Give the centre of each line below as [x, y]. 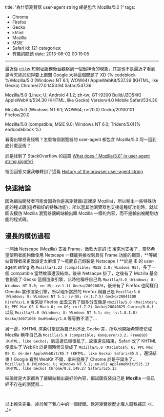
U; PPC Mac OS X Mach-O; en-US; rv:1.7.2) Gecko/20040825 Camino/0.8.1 [79, 307]
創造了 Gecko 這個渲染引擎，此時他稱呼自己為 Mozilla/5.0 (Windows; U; [82, 279]
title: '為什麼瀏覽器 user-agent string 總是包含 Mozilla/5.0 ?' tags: [70, 7]
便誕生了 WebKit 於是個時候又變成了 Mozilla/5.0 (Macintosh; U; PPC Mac [79, 347]
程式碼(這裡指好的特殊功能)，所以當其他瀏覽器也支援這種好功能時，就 [83, 207]
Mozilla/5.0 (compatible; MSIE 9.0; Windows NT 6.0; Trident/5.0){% [73, 124]
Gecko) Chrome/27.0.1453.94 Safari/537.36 [48, 85]
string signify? [19, 161]
